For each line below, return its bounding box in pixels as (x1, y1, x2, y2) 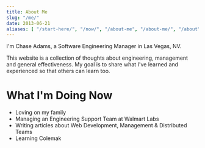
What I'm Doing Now (6, 89, 113, 102)
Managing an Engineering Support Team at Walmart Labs (15, 115, 159, 122)
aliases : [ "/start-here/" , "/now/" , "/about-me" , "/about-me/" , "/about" (6, 26, 201, 32)
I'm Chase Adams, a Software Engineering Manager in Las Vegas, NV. (6, 43, 182, 50)
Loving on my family (15, 109, 67, 116)
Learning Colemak (15, 135, 62, 142)
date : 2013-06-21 (6, 20, 51, 26)
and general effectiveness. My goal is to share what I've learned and (6, 61, 179, 68)
